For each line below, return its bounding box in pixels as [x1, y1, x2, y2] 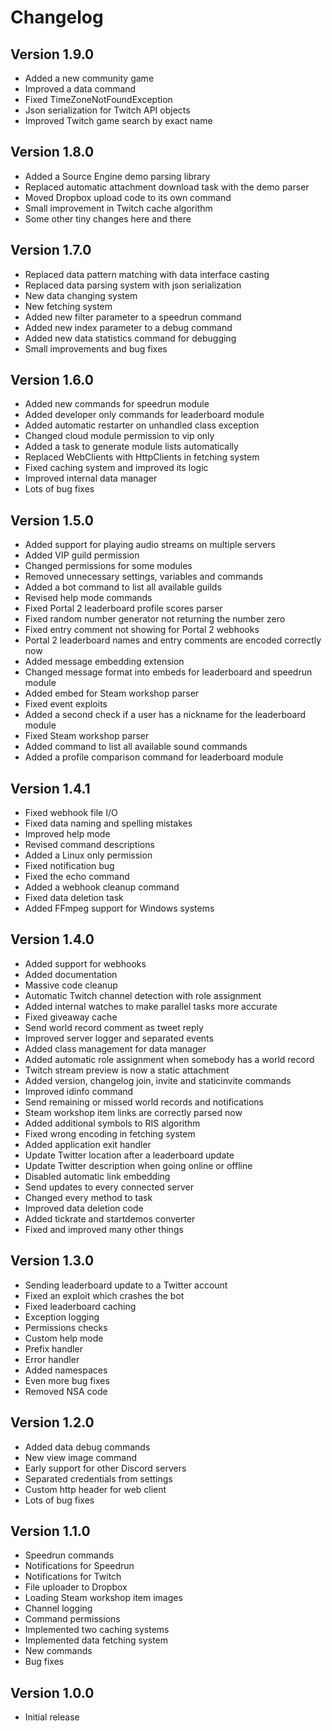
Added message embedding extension [24, 656, 185, 668]
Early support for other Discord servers [24, 1462, 187, 1474]
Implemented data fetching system [24, 1634, 168, 1646]
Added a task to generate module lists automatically [24, 441, 239, 453]
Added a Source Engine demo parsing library [24, 170, 211, 182]
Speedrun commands [24, 1549, 115, 1561]
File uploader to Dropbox [24, 1581, 128, 1593]
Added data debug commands [24, 1441, 151, 1453]
